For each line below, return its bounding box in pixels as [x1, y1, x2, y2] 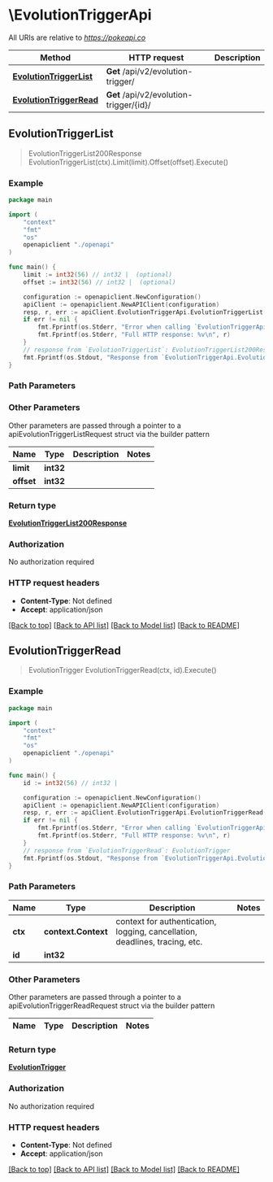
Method [40, 51, 71, 63]
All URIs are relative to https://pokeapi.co [8, 33, 146, 42]
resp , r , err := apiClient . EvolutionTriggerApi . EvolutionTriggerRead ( [23, 809, 267, 817]
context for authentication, [115, 915, 217, 927]
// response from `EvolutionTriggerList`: [23, 346, 169, 354]
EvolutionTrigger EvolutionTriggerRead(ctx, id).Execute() [28, 665, 217, 675]
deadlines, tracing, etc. [115, 936, 203, 947]
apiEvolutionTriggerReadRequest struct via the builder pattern [8, 1001, 215, 1010]
